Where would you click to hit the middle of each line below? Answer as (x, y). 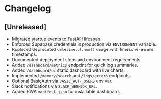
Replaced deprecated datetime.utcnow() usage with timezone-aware (82, 49)
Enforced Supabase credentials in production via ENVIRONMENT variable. (84, 44)
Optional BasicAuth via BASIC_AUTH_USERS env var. (62, 81)
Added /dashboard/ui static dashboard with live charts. (68, 70)
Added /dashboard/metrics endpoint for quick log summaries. (75, 65)
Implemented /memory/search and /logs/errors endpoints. (71, 75)
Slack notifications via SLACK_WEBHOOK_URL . (54, 86)
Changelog (28, 9)
